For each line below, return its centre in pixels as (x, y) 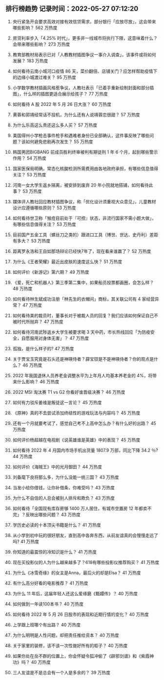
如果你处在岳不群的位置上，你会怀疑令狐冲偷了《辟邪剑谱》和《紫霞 (81, 656)
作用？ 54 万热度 (30, 158)
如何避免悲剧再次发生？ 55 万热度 (59, 142)
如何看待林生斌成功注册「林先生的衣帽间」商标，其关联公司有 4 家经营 (84, 299)
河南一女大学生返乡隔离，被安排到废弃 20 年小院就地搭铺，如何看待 (81, 185)
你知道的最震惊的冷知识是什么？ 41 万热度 (55, 552)
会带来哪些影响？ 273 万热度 (41, 44)
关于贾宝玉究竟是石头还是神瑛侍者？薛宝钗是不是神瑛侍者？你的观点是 (83, 359)
